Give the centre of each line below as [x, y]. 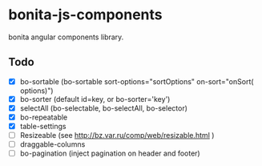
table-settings [43, 126]
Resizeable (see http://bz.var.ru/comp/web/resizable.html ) [117, 136]
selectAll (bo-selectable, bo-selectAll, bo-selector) [104, 108]
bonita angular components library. [66, 37]
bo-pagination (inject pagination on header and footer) [110, 153]
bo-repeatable [44, 117]
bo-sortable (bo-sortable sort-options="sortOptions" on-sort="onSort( [137, 81]
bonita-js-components [85, 15]
